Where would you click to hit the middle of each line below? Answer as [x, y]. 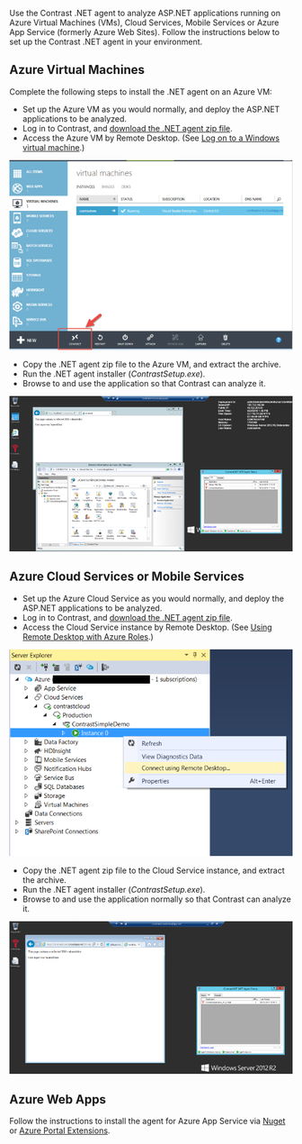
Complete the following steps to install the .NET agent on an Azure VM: [141, 91]
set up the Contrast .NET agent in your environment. [106, 41]
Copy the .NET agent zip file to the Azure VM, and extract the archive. [151, 365]
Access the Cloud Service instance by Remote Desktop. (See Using [147, 627]
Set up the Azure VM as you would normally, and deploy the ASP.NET [151, 109]
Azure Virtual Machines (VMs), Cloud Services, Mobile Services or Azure [144, 23]
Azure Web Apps [58, 1099]
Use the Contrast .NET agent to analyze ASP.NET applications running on [145, 13]
